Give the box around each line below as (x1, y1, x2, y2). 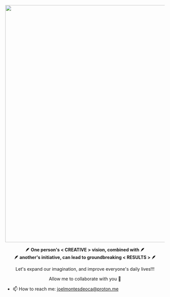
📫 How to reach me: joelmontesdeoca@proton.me (12, 286, 119, 292)
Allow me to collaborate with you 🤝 (49, 276, 121, 282)
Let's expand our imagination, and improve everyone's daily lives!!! (15, 266, 155, 272)
